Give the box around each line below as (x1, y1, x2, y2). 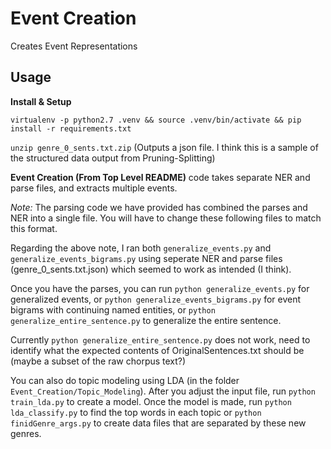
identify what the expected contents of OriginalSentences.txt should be (10, 344, 305, 356)
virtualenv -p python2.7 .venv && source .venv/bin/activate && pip (10, 115, 302, 125)
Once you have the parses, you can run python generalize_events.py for (10, 282, 310, 294)
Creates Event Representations (10, 40, 138, 52)
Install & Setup (10, 95, 72, 107)
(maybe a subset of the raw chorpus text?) (10, 355, 187, 367)
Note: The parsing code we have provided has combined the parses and (10, 201, 308, 213)
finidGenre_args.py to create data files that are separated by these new (10, 417, 307, 429)
